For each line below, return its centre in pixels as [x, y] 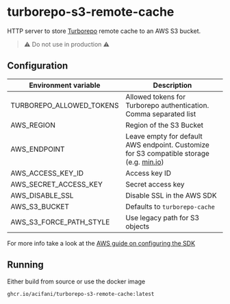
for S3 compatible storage [168, 153]
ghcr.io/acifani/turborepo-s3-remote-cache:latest [81, 294]
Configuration [38, 66]
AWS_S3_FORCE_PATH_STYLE [60, 222]
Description [172, 85]
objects [137, 226]
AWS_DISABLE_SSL [42, 195]
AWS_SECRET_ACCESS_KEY [56, 184]
